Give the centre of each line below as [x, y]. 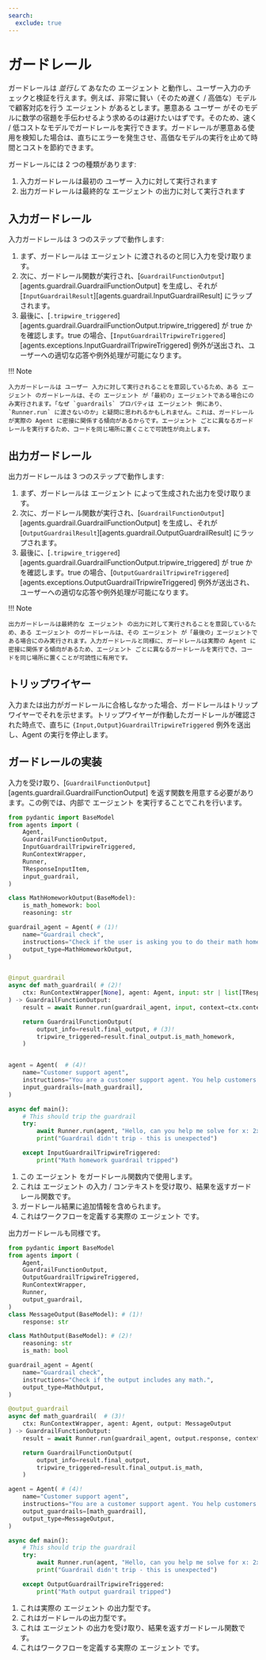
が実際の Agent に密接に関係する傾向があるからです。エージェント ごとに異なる [122, 421]
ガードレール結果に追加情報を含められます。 [92, 1206]
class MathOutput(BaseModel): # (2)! [70, 1336]
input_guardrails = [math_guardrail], [83, 1087]
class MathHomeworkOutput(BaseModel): [72, 898]
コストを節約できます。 [60, 148]
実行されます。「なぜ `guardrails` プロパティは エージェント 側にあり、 [120, 404]
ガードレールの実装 [55, 762]
